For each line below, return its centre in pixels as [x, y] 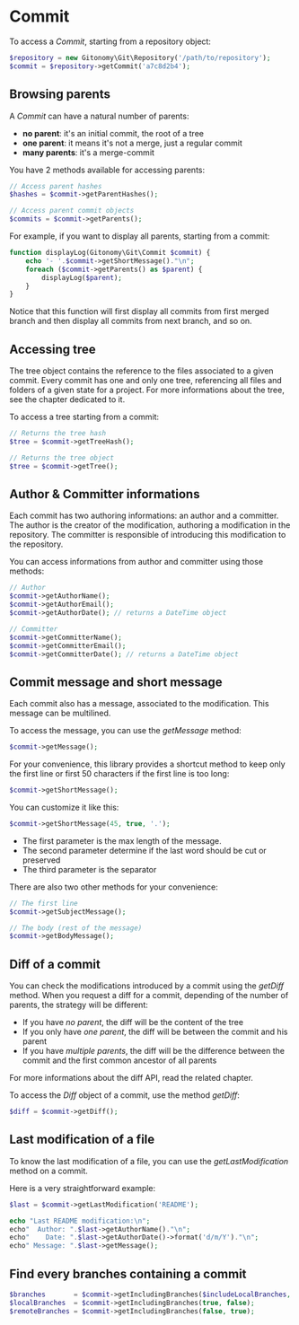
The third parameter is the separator [89, 869]
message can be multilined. [60, 713]
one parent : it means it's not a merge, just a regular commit [132, 143]
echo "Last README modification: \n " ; [80, 1221]
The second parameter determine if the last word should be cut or [144, 850]
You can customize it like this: [64, 807]
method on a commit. [48, 1171]
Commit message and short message [116, 682]
